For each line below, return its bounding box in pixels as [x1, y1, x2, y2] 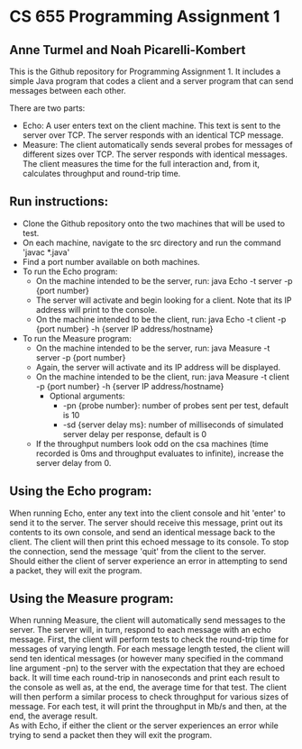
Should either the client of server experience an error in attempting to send [9, 555, 288, 566]
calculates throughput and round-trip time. [22, 169, 181, 178]
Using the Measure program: [9, 591, 174, 607]
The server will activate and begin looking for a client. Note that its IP [35, 295, 292, 306]
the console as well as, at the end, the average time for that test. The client [9, 682, 287, 693]
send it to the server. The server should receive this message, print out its [9, 516, 284, 528]
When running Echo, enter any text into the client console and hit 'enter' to [9, 507, 286, 518]
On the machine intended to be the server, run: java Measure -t [35, 343, 270, 353]
